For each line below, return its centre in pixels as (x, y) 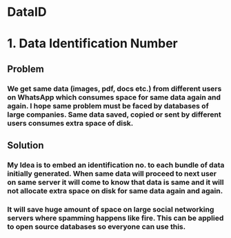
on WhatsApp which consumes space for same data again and (114, 97)
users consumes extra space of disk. (70, 123)
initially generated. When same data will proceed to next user (112, 173)
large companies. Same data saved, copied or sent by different (114, 115)
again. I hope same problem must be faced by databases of (108, 106)
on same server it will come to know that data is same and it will (115, 182)
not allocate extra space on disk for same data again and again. (115, 191)
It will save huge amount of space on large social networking (111, 209)
